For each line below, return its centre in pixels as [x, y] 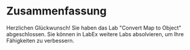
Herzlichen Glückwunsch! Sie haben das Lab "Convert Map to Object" [94, 28]
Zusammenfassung [56, 11]
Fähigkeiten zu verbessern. [40, 40]
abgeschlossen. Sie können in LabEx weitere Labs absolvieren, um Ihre [95, 34]
